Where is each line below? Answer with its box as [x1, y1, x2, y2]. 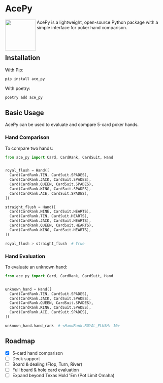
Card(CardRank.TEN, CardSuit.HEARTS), [9, 213, 90, 219]
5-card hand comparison [12, 350, 63, 356]
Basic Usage [5, 108, 44, 117]
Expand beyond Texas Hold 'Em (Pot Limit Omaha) [12, 372, 115, 378]
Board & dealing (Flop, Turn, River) [12, 361, 83, 367]
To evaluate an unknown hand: [5, 264, 67, 270]
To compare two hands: [5, 145, 53, 151]
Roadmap [5, 337, 35, 345]
